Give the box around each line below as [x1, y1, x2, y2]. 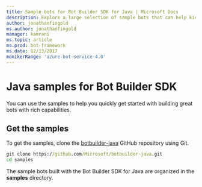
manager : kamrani [6, 31, 50, 37]
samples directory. [6, 174, 54, 182]
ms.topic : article [6, 37, 52, 43]
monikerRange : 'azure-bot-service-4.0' [6, 54, 106, 60]
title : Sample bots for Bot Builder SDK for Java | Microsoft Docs [6, 8, 179, 15]
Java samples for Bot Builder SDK [6, 80, 177, 93]
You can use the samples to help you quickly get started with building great [6, 100, 193, 107]
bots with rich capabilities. [6, 106, 72, 113]
